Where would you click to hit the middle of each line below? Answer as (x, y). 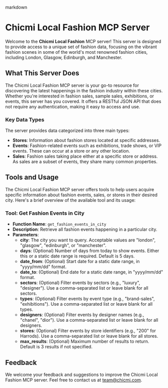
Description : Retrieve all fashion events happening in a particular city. (85, 229)
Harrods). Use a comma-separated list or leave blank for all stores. (89, 336)
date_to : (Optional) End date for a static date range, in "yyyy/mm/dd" (92, 272)
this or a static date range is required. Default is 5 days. (77, 256)
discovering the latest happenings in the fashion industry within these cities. (84, 90)
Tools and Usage (32, 177)
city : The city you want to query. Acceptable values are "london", (88, 240)
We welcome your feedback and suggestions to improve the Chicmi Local (82, 374)
